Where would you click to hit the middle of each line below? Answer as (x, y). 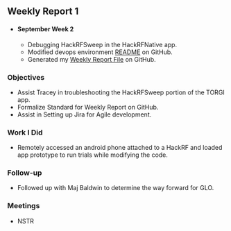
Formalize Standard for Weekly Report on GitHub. (88, 107)
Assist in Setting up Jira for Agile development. (84, 114)
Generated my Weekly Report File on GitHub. (92, 59)
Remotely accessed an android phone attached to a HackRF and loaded (120, 148)
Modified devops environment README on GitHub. (100, 52)
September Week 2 (45, 29)
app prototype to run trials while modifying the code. (93, 155)
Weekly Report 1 (43, 11)
